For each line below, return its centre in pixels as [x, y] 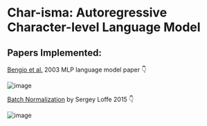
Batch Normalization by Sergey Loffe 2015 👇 [71, 99]
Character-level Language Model [104, 27]
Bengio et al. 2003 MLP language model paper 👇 [77, 70]
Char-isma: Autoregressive [87, 13]
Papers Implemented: [55, 53]
